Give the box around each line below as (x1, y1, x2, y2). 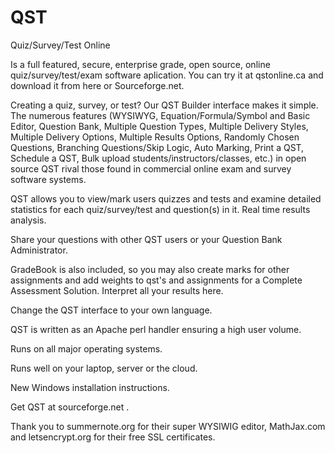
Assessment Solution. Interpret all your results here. (10, 284, 224, 296)
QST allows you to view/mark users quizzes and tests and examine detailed (10, 192, 322, 205)
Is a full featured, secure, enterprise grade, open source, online (10, 58, 271, 70)
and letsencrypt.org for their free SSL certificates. (10, 431, 216, 443)
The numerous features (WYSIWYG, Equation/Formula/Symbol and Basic (10, 109, 311, 121)
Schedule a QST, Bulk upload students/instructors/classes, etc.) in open (10, 152, 307, 164)
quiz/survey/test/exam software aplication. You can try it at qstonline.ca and (10, 69, 324, 81)
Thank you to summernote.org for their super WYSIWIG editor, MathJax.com (10, 420, 326, 432)
